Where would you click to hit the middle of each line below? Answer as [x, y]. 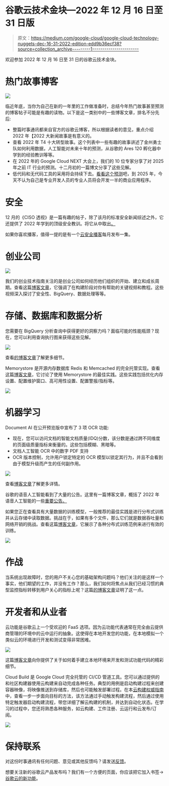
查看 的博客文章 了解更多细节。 [36, 357]
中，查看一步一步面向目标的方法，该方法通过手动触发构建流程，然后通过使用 [84, 696]
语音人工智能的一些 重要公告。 [36, 501]
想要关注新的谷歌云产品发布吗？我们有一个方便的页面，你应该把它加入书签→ [84, 772]
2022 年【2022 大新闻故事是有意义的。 [53, 136]
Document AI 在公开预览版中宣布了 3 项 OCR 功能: [57, 427]
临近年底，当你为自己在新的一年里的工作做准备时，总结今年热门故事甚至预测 [84, 106]
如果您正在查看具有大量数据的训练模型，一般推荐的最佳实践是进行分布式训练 [84, 511]
